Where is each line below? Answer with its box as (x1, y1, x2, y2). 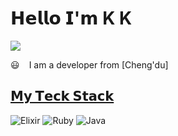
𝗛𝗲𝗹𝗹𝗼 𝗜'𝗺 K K (10, 7, 133, 30)
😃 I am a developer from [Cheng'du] (10, 58, 169, 71)
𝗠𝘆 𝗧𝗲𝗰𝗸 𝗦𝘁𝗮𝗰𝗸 (10, 88, 115, 105)
